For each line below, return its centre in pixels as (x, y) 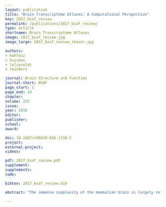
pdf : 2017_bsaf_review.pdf (33, 161)
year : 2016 (16, 110)
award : (12, 129)
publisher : (16, 120)
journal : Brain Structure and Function (46, 78)
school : (13, 124)
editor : (13, 115)
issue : (12, 106)
